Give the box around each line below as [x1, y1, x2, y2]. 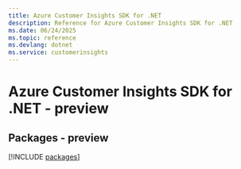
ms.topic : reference [8, 33, 77, 42]
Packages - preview [8, 131, 109, 144]
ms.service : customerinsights [8, 48, 109, 56]
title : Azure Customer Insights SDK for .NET [8, 11, 161, 20]
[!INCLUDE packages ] [8, 152, 80, 161]
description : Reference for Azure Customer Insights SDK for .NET [8, 19, 233, 27]
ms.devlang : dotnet [8, 41, 73, 49]
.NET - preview [8, 100, 109, 117]
